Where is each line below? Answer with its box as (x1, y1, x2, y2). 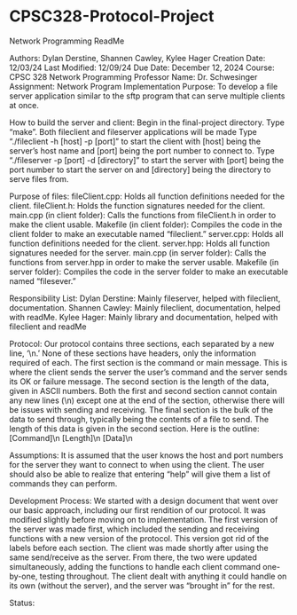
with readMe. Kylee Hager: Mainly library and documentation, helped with (9, 311, 278, 322)
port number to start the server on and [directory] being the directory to (9, 164, 271, 175)
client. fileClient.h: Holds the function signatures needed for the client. (9, 200, 266, 210)
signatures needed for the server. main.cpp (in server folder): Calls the (9, 247, 267, 258)
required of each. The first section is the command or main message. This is (9, 357, 288, 367)
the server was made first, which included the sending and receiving (9, 524, 260, 534)
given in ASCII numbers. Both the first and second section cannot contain (9, 385, 277, 396)
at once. (9, 99, 40, 110)
